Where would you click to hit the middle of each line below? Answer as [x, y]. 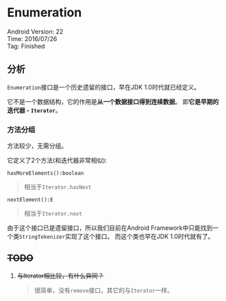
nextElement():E [30, 200]
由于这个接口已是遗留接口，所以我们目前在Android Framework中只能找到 [110, 228]
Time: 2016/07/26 [32, 38]
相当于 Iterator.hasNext [58, 187]
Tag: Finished [26, 46]
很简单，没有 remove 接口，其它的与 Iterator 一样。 [103, 290]
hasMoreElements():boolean [46, 173]
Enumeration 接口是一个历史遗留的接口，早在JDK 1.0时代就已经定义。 [104, 87]
